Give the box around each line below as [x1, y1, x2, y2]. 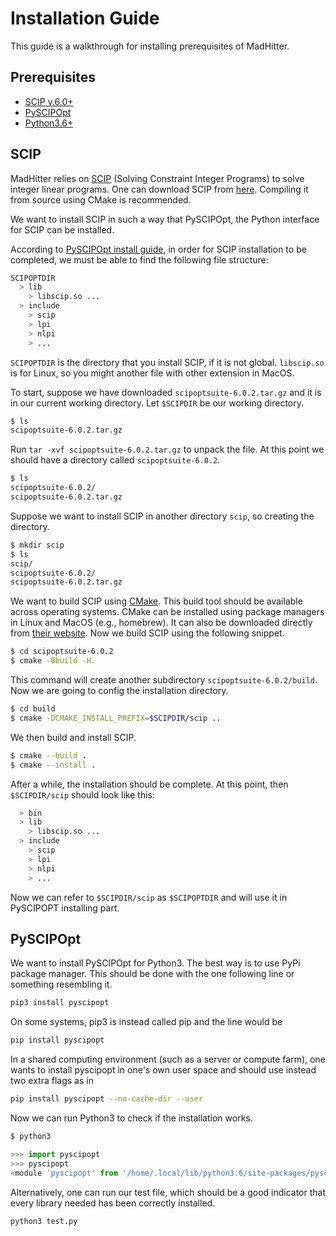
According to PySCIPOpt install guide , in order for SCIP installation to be [10, 243, 307, 255]
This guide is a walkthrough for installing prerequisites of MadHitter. [10, 40, 290, 52]
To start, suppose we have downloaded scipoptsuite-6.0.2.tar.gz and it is [10, 386, 322, 398]
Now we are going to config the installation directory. [10, 685, 229, 697]
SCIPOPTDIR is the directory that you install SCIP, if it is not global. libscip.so [10, 356, 325, 368]
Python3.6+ [24, 117, 74, 129]
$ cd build [10, 704, 56, 714]
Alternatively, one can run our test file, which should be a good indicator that [10, 1186, 327, 1198]
